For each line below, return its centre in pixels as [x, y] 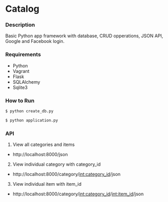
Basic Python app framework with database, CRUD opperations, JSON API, [84, 36]
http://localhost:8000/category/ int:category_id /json [67, 174]
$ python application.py [32, 120]
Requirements [23, 55]
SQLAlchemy [26, 82]
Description [20, 25]
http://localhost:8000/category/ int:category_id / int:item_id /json [78, 194]
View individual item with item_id [47, 184]
